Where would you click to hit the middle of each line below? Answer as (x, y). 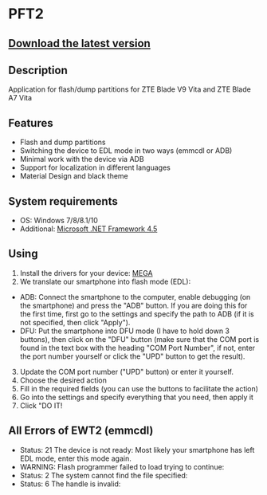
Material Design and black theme (74, 176)
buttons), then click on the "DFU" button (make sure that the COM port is (139, 339)
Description (38, 70)
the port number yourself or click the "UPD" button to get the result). (132, 356)
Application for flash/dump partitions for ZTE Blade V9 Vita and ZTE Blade (130, 89)
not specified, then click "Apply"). (75, 322)
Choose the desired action (63, 380)
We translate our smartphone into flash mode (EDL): (105, 281)
